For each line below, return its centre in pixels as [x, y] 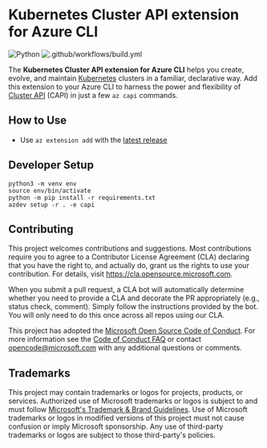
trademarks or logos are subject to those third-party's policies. [112, 435]
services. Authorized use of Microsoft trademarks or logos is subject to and [133, 401]
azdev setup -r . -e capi [51, 205]
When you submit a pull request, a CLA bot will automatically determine [126, 290]
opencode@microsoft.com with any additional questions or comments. [125, 348]
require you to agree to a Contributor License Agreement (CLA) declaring [129, 257]
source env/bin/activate [50, 190]
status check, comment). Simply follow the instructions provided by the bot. [133, 307]
